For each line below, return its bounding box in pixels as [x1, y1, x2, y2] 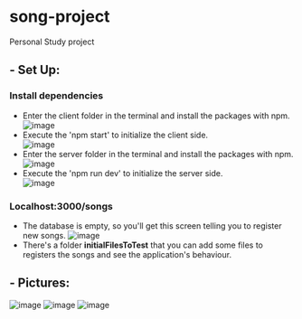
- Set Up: [9, 62, 61, 78]
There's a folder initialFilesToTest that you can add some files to [22, 239, 264, 250]
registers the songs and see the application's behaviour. [22, 249, 232, 259]
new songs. [22, 230, 66, 240]
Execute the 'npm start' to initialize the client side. [22, 129, 209, 140]
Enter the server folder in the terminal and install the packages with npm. [22, 148, 294, 159]
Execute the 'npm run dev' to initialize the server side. [22, 167, 223, 178]
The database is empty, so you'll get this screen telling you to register [22, 220, 282, 231]
